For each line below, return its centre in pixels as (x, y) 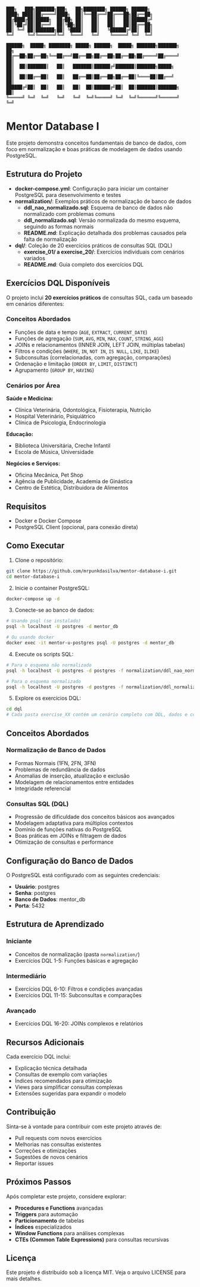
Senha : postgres (35, 893)
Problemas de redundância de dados (60, 769)
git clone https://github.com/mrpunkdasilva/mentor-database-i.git (92, 571)
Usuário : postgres (37, 887)
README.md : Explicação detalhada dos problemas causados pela (105, 233)
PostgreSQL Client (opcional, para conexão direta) (76, 527)
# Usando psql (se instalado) (44, 621)
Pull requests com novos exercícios (58, 1138)
